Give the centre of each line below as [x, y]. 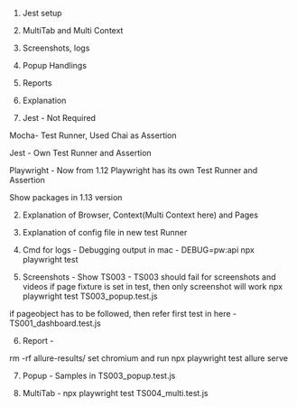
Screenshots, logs [56, 48]
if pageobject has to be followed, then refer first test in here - [123, 314]
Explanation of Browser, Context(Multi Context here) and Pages [140, 215]
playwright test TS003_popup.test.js [90, 296]
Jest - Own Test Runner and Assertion [80, 153]
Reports [37, 83]
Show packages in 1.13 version [66, 197]
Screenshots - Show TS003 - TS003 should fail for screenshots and [149, 277]
